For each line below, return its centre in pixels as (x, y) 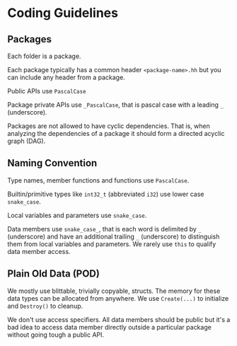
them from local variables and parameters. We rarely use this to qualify (112, 244)
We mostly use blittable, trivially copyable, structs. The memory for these (114, 291)
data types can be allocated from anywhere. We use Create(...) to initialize (118, 298)
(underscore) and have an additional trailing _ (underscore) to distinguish (114, 236)
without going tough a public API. (56, 335)
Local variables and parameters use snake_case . (77, 215)
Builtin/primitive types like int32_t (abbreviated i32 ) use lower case (106, 194)
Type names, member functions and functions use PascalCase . (98, 180)
